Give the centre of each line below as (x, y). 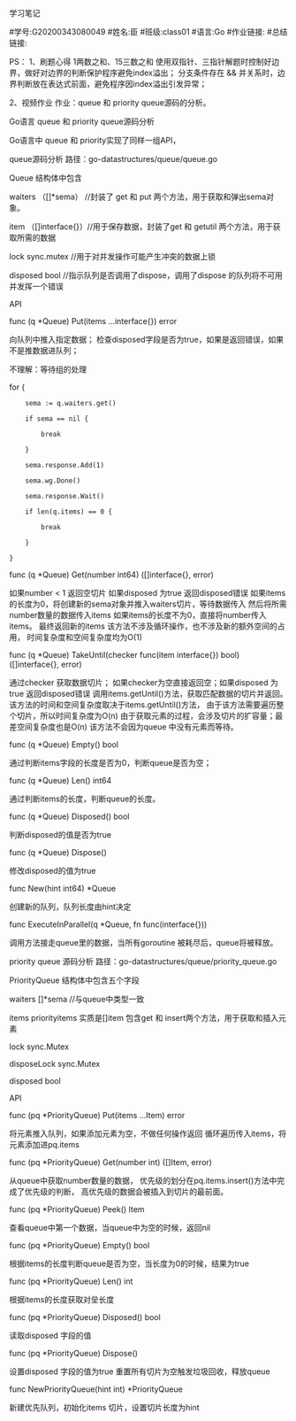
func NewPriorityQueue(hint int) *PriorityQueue (96, 1389)
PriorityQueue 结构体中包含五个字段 (74, 980)
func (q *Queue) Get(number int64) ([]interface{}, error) (112, 575)
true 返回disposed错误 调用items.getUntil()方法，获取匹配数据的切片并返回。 (148, 694)
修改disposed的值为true (53, 871)
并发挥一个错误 (36, 286)
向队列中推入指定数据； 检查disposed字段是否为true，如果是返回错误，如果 (147, 340)
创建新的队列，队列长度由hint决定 (70, 907)
